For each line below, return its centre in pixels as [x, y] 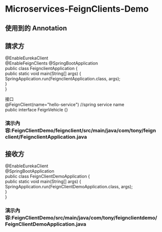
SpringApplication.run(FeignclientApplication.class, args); [63, 79]
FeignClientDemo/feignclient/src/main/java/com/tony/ [78, 131]
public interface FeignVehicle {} [36, 110]
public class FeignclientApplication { [41, 69]
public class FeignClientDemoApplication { [47, 177]
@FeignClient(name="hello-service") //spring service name [65, 105]
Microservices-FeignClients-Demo [77, 9]
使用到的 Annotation [36, 28]
